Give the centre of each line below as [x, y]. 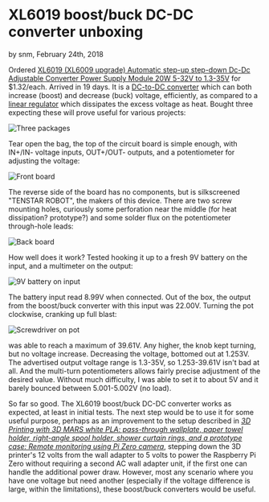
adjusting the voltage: [44, 160]
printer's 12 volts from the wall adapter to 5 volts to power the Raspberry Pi [132, 455]
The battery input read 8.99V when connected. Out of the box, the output [130, 297]
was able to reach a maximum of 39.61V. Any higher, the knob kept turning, [132, 345]
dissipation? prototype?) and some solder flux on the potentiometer [120, 217]
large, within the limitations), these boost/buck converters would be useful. [132, 489]
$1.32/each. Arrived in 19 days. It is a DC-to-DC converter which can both [130, 87]
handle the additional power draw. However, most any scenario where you [131, 471]
